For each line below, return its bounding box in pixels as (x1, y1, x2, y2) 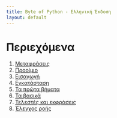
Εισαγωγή (14, 73, 40, 80)
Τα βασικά (14, 92, 41, 99)
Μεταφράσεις (14, 60, 50, 67)
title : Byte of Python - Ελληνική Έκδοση (6, 8, 112, 15)
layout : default (6, 14, 47, 20)
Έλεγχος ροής (14, 105, 52, 112)
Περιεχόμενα (6, 40, 75, 54)
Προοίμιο (14, 67, 38, 74)
